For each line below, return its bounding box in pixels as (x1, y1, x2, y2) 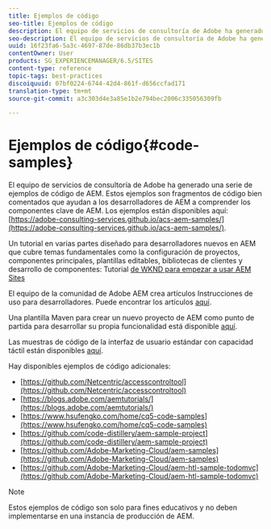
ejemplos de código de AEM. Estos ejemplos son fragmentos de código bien (8, 189, 262, 199)
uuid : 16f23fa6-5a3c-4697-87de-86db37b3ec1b (8, 42, 161, 50)
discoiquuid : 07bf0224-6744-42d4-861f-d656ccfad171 (8, 79, 186, 87)
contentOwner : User (8, 49, 74, 57)
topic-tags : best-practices (8, 72, 103, 80)
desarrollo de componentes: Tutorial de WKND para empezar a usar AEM (8, 264, 252, 275)
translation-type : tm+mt (8, 86, 92, 95)
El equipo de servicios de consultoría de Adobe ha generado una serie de (8, 180, 252, 190)
